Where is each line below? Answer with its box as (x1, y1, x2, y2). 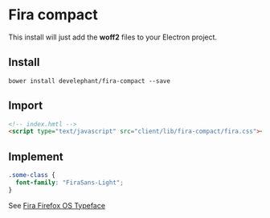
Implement (8, 150, 63, 163)
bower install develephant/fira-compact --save (8, 76, 171, 85)
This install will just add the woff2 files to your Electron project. (8, 32, 218, 42)
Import (8, 99, 43, 113)
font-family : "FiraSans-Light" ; (15, 179, 125, 187)
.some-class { (8, 171, 56, 179)
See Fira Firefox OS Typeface (8, 200, 106, 210)
